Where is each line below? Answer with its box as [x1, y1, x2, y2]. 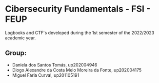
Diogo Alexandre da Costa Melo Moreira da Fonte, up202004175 [12, 67, 142, 73]
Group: [5, 49, 27, 57]
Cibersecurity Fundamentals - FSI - [5, 3, 151, 15]
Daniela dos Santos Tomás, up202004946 [12, 62, 98, 67]
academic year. [5, 35, 36, 41]
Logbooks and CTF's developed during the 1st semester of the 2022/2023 [5, 30, 155, 35]
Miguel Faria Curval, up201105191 [12, 72, 79, 78]
